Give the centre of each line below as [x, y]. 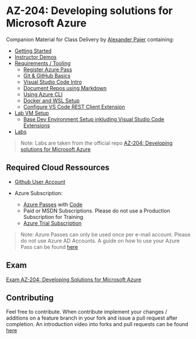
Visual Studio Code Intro [52, 82]
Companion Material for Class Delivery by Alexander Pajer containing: [90, 39]
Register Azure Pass [48, 69]
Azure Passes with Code [53, 204]
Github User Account [40, 182]
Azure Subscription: [38, 193]
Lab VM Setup [32, 113]
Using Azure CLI [43, 94]
